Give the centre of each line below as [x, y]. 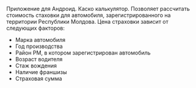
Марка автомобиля [40, 40]
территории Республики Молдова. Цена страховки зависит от [88, 22]
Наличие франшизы [41, 72]
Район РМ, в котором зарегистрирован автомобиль [83, 53]
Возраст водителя [39, 59]
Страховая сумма [38, 79]
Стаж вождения [36, 66]
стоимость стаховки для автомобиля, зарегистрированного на [89, 15]
